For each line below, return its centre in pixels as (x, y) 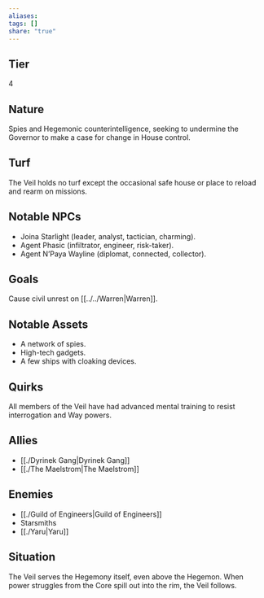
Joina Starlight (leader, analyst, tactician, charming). (108, 236)
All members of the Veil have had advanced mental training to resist (122, 407)
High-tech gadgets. (53, 353)
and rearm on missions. (48, 191)
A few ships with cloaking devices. (78, 361)
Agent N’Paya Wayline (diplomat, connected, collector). (113, 254)
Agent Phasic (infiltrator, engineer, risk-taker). (97, 245)
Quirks (26, 387)
